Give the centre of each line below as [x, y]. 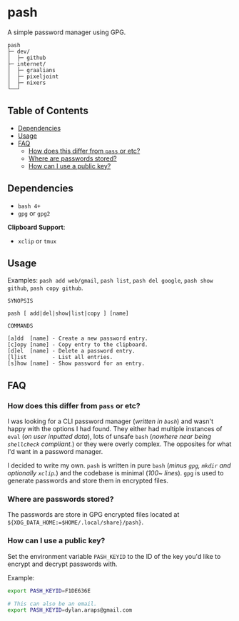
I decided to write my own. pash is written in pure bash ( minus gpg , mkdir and [119, 465]
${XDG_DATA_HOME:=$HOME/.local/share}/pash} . [76, 522]
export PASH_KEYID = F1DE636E [49, 591]
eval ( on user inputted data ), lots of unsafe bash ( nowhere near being [110, 437]
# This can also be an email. [52, 604]
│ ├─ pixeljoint [33, 76]
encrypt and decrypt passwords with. [62, 564]
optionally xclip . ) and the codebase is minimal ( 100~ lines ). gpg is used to [116, 473]
